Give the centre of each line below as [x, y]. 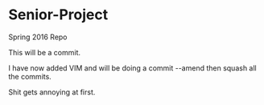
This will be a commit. [44, 52]
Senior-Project [58, 15]
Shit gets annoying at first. [52, 92]
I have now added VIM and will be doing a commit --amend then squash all [133, 68]
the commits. [30, 76]
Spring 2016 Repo [38, 37]
